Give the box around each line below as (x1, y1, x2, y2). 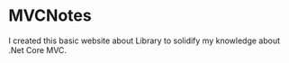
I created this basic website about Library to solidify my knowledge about (8, 35, 281, 46)
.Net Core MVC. (8, 44, 68, 55)
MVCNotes (8, 5, 92, 26)
